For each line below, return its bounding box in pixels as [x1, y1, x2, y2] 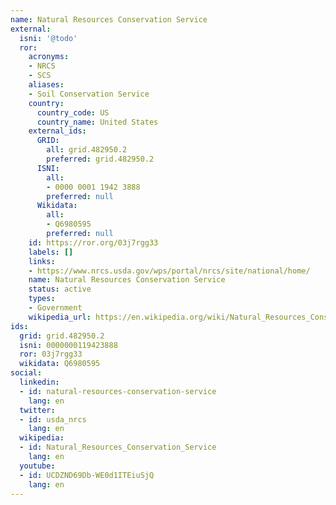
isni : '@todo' [19, 33, 78, 43]
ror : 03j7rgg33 [19, 349, 83, 360]
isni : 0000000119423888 [19, 340, 118, 350]
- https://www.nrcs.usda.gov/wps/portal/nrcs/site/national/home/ [28, 266, 311, 276]
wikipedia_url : [28, 312, 92, 322]
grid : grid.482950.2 [19, 331, 105, 341]
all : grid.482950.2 [46, 145, 128, 155]
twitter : [19, 405, 56, 415]
